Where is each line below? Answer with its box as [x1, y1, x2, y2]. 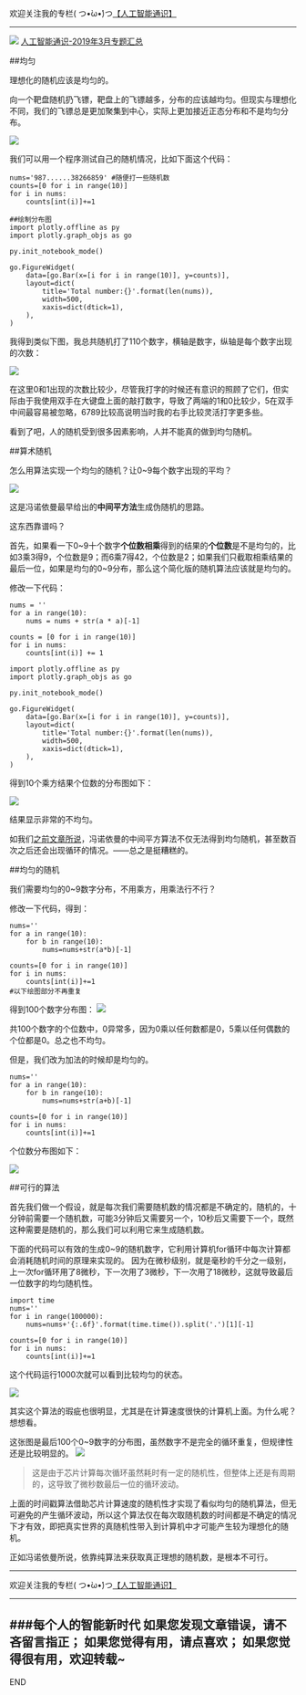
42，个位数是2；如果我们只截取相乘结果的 [134, 551, 293, 562]
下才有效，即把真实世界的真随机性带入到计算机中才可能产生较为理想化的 [9, 1521, 280, 1532]
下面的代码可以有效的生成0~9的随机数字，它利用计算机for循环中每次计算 [9, 1244, 283, 1254]
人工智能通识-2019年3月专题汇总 [20, 36, 144, 47]
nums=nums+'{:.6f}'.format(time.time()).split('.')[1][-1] [25, 1320, 255, 1329]
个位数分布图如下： [9, 1146, 82, 1156]
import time [9, 1296, 55, 1305]
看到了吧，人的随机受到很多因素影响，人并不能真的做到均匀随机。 [9, 426, 257, 436]
